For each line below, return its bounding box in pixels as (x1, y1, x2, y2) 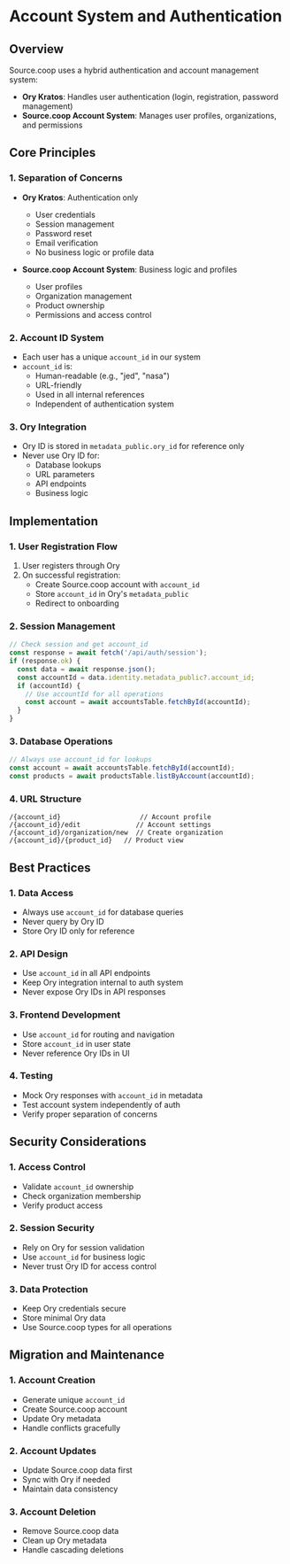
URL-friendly (34, 379, 82, 391)
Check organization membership (21, 1190, 141, 1201)
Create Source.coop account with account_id (34, 578, 201, 590)
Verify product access (21, 1200, 103, 1211)
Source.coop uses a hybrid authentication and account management (9, 65, 259, 75)
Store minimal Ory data (21, 1312, 106, 1323)
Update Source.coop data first (21, 1465, 133, 1475)
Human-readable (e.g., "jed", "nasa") (34, 370, 171, 381)
